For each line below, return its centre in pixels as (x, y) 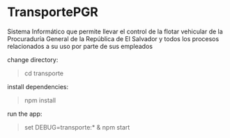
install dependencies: (38, 86)
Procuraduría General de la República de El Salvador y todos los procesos (113, 38)
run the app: (25, 114)
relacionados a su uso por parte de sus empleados (80, 46)
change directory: (33, 59)
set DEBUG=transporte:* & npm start (77, 127)
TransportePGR (53, 12)
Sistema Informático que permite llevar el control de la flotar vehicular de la (115, 31)
